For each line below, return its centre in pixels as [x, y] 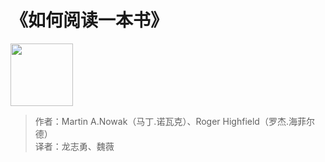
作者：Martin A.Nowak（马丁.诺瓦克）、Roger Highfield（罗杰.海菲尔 [174, 121]
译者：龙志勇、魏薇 [74, 146]
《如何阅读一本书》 [89, 20]
